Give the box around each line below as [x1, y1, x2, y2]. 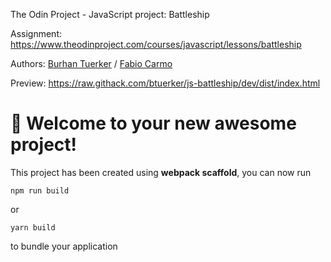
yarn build [10, 222, 56, 233]
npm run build [10, 185, 70, 196]
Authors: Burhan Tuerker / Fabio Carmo [10, 58, 173, 69]
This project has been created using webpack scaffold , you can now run [10, 166, 312, 178]
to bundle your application [10, 240, 118, 252]
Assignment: [10, 28, 62, 39]
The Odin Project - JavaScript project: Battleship [10, 9, 210, 20]
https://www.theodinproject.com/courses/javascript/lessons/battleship [10, 39, 302, 50]
